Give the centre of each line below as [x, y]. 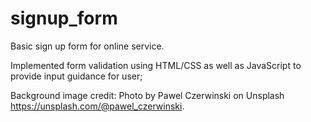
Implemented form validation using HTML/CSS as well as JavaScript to [156, 65]
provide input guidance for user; [76, 76]
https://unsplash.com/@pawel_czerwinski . [97, 106]
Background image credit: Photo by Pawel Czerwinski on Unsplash [147, 95]
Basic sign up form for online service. [87, 46]
